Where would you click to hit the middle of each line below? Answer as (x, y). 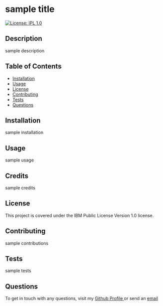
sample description (25, 50)
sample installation (24, 133)
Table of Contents (34, 67)
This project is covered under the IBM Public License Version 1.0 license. (80, 215)
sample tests (18, 271)
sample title (30, 9)
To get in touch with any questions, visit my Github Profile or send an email (81, 299)
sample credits (20, 188)
